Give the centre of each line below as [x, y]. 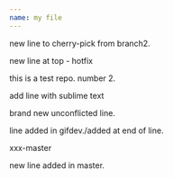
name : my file [36, 18]
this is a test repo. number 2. [63, 78]
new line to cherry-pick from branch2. [80, 43]
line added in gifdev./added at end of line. [86, 130]
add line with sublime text [57, 95]
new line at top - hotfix [51, 60]
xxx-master [31, 147]
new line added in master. [57, 165]
